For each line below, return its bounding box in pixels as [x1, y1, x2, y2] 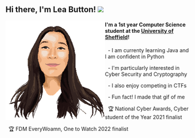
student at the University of [105, 27, 174, 34]
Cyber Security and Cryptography [105, 70, 187, 78]
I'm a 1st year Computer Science [105, 21, 186, 28]
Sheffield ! [105, 33, 130, 41]
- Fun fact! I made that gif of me [107, 93, 185, 100]
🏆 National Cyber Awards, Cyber [107, 105, 189, 112]
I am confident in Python [105, 53, 164, 60]
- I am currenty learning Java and [107, 46, 189, 53]
